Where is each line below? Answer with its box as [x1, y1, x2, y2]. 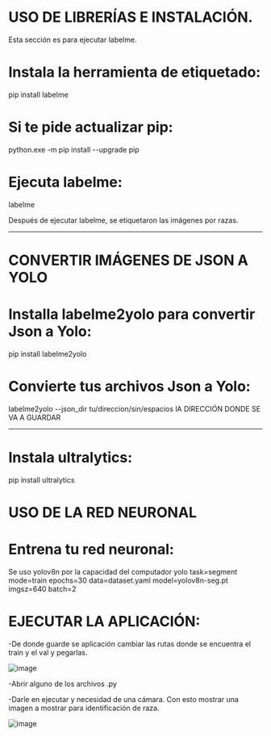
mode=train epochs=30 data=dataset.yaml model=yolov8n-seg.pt [8, 575, 228, 585]
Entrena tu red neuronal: [8, 541, 175, 558]
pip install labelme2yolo [8, 349, 87, 358]
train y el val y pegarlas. [8, 647, 88, 657]
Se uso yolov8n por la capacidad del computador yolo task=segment [8, 567, 238, 576]
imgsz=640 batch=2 [8, 583, 77, 593]
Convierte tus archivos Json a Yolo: [8, 378, 252, 395]
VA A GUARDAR [8, 412, 61, 422]
